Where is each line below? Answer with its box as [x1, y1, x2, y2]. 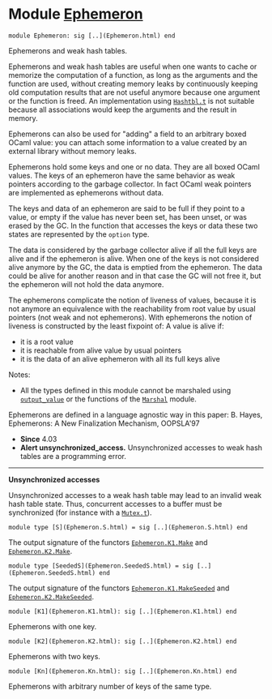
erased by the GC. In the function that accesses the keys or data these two [8, 221, 258, 230]
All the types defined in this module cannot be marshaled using [19, 385, 232, 395]
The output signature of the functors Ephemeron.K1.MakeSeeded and [8, 583, 230, 593]
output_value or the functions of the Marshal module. [19, 394, 197, 404]
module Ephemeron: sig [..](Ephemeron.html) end [8, 32, 176, 40]
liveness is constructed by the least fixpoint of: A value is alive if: [8, 321, 224, 331]
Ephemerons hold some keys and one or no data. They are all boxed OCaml [8, 161, 261, 171]
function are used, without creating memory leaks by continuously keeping [8, 79, 258, 88]
